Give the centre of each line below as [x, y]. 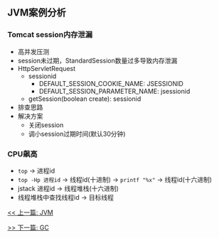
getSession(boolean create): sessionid [85, 99]
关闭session [46, 125]
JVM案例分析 [37, 13]
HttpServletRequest [47, 68]
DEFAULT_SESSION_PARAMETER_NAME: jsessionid [114, 91]
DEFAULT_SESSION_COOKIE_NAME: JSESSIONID [111, 83]
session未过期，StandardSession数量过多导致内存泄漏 [97, 60]
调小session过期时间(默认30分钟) [77, 134]
